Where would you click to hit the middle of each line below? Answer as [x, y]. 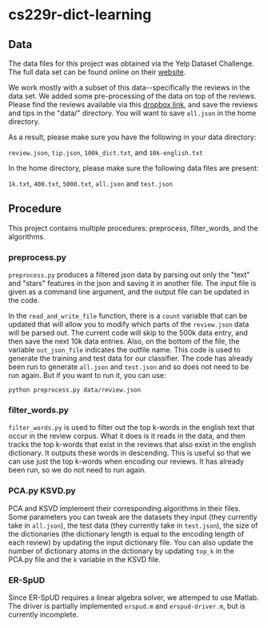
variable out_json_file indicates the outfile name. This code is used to [125, 350]
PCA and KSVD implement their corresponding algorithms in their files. [125, 508]
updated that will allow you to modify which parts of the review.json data [129, 324]
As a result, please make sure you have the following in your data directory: [132, 137]
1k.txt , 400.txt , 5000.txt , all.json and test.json [91, 183]
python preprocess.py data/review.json [75, 390]
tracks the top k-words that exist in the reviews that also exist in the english [132, 444]
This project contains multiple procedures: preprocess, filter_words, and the [133, 228]
